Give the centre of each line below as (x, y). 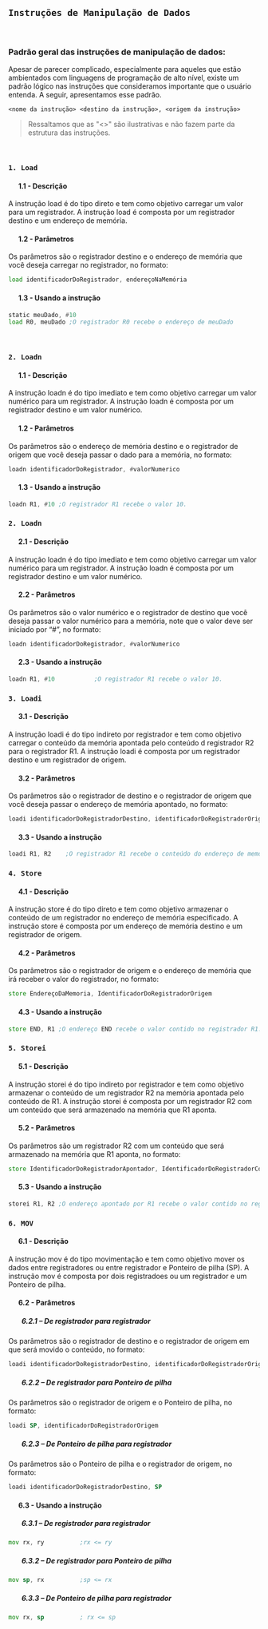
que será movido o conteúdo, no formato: (77, 1349)
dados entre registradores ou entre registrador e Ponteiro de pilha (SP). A (129, 1267)
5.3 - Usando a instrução (60, 1187)
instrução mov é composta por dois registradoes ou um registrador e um (128, 1276)
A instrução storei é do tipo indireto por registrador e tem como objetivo (126, 1084)
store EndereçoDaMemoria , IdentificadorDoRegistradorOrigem (110, 994)
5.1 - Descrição (43, 1066)
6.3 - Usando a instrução (60, 1505)
